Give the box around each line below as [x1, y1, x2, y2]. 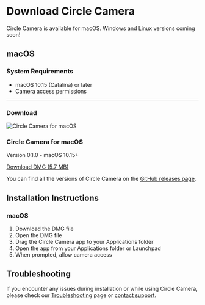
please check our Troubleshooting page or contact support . [6, 292, 157, 299]
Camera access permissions [15, 87, 87, 95]
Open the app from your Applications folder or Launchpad [15, 244, 162, 252]
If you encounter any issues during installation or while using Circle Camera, [6, 285, 198, 292]
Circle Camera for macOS [6, 138, 84, 146]
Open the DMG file [15, 231, 62, 239]
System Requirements [6, 67, 74, 76]
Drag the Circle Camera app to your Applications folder [15, 238, 154, 245]
